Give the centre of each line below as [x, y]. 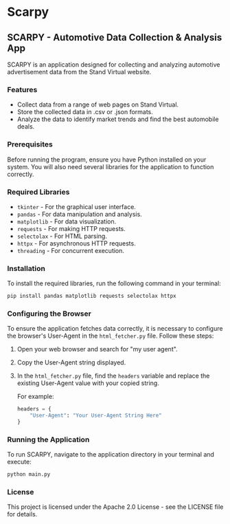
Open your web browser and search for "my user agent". [97, 349]
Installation [26, 268]
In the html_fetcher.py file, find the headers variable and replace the [113, 376]
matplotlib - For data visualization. [67, 221]
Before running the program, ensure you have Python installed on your [107, 160]
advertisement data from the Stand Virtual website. [79, 72]
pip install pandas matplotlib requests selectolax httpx [92, 296]
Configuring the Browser [49, 314]
